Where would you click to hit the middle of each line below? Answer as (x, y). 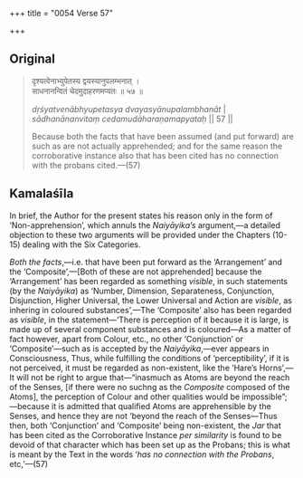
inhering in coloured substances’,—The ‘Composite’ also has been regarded (151, 310)
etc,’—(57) (28, 464)
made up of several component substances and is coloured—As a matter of (150, 329)
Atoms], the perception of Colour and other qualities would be (125, 397)
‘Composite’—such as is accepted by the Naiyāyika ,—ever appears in (139, 349)
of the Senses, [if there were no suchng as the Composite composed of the (150, 387)
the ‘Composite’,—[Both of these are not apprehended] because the (136, 272)
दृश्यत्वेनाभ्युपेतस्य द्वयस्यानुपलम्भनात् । (85, 81)
